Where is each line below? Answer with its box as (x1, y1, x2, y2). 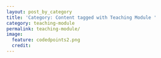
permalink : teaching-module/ (6, 25, 80, 32)
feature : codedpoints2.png (12, 37, 80, 43)
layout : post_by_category (6, 8, 72, 15)
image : (6, 31, 23, 37)
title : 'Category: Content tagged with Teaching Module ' (6, 14, 157, 21)
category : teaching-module (6, 20, 75, 26)
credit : (12, 43, 32, 49)
